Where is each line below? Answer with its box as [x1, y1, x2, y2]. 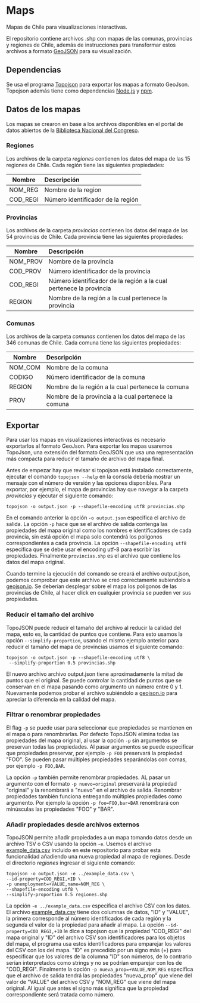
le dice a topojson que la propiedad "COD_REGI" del [63, 928, 192, 935]
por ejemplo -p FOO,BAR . [6, 762, 65, 769]
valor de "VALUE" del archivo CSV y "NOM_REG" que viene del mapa [6, 979, 176, 986]
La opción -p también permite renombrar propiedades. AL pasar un [6, 774, 171, 781]
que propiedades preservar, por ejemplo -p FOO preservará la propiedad [6, 749, 183, 756]
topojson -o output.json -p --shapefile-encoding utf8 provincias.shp [6, 504, 185, 510]
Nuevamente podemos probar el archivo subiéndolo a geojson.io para [6, 689, 177, 696]
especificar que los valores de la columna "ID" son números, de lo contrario [6, 953, 192, 960]
